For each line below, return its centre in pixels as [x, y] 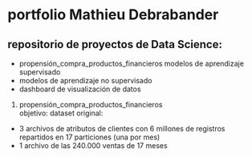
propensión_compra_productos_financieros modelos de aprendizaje [131, 63]
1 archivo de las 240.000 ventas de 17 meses [93, 145]
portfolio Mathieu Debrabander [113, 15]
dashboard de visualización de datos [80, 89]
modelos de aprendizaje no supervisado [85, 81]
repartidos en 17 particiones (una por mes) [89, 137]
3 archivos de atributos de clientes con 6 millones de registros [122, 129]
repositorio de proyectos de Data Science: [115, 44]
